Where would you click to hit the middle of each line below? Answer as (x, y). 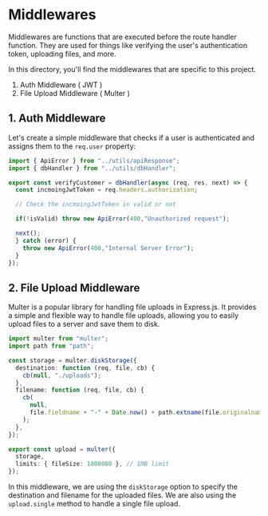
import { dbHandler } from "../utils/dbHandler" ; (93, 168)
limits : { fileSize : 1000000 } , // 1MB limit (93, 464)
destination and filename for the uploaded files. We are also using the (122, 495)
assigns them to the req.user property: (72, 146)
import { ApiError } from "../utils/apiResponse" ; (94, 161)
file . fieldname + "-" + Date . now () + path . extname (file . (126, 413)
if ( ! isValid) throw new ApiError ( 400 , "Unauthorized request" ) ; (123, 219)
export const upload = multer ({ (62, 449)
